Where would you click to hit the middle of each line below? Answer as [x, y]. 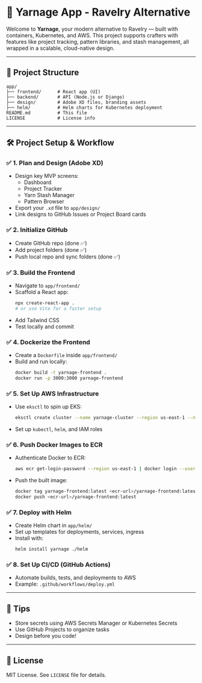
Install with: [29, 538]
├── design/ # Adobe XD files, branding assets [76, 102]
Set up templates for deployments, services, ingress [79, 532]
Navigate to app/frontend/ [47, 286]
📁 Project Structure [43, 72]
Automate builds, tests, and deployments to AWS [75, 578]
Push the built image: [41, 480]
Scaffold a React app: [41, 292]
